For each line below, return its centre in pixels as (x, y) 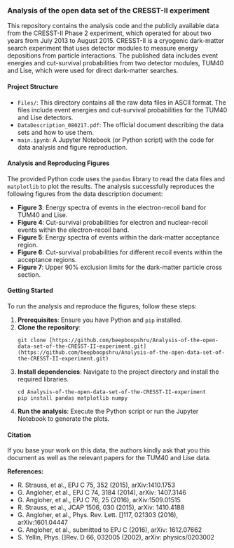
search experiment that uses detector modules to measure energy (103, 48)
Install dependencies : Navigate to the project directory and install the (118, 372)
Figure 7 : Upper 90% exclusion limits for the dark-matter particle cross (120, 267)
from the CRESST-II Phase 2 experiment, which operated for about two (109, 33)
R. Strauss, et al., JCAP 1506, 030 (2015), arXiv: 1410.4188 (101, 507)
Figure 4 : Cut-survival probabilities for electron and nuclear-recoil (112, 222)
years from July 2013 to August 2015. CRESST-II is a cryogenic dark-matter (116, 41)
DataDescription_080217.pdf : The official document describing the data (121, 124)
